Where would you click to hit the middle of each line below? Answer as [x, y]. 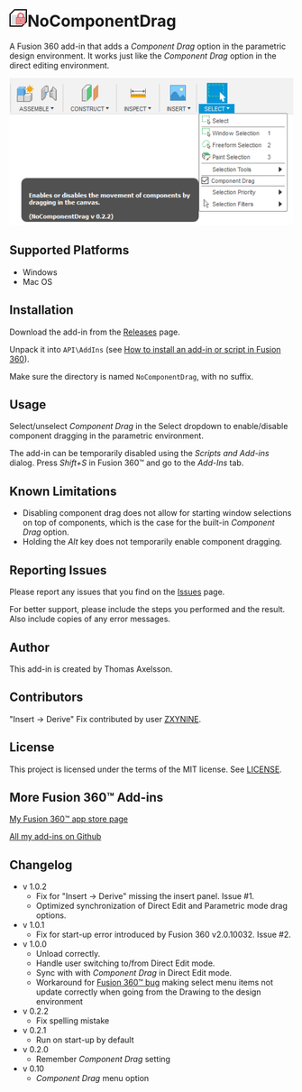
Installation [41, 310]
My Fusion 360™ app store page [69, 819]
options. [51, 915]
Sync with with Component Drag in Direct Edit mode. [134, 973]
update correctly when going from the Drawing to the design [148, 992]
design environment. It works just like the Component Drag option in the [143, 55]
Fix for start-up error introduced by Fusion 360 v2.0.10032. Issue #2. [163, 935]
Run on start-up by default [85, 1040]
